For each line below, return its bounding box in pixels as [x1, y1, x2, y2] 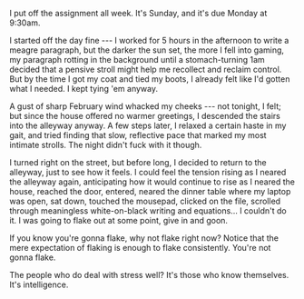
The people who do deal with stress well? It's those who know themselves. [9, 270, 289, 280]
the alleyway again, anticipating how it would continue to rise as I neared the [9, 176, 295, 187]
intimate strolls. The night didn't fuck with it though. [9, 140, 202, 150]
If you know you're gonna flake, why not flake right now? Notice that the [9, 233, 279, 244]
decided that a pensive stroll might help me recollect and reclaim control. [9, 64, 282, 75]
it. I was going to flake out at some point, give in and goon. [9, 215, 229, 225]
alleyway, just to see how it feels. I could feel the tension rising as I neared [9, 167, 287, 177]
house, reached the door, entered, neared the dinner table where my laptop [9, 186, 291, 196]
